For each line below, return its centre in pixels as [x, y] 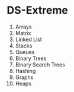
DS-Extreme [38, 10]
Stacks [24, 46]
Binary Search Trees [40, 64]
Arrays [23, 27]
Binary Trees [31, 58]
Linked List [28, 39]
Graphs [24, 77]
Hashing [25, 71]
